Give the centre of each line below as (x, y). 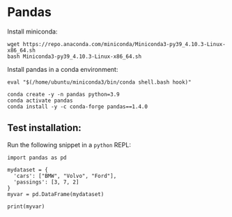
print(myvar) (26, 207)
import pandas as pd (37, 158)
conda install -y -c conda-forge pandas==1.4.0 (78, 106)
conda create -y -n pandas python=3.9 (63, 94)
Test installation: (44, 128)
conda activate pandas (40, 100)
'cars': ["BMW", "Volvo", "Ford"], (65, 176)
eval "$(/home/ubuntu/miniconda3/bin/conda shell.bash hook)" (99, 82)
